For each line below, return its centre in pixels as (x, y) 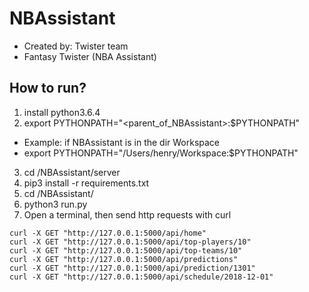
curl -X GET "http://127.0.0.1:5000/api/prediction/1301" (132, 268)
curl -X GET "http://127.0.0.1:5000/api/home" (108, 233)
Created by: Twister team (76, 46)
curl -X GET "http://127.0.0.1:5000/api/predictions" (124, 259)
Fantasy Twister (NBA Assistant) (90, 56)
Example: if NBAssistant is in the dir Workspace (122, 142)
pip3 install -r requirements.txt (86, 183)
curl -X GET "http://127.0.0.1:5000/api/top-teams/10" (126, 250)
